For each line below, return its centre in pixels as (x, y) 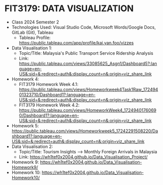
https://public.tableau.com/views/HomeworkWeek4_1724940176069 (88, 110)
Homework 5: (25, 125)
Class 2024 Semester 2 (35, 22)
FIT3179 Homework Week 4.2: (49, 105)
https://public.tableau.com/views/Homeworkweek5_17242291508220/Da (85, 131)
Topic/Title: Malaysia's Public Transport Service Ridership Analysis (86, 53)
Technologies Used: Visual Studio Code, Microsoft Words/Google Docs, (84, 27)
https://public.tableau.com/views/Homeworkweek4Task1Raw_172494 (88, 89)
